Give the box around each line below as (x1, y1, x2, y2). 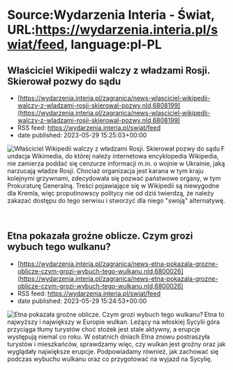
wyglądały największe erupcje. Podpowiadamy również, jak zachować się (7, 347, 219, 355)
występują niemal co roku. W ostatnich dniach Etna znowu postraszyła (7, 332, 211, 341)
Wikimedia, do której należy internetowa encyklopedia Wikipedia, (31, 152, 219, 160)
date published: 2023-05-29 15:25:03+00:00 (17, 131, 147, 139)
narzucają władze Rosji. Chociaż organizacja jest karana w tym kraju (7, 167, 204, 175)
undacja (7, 152, 31, 160)
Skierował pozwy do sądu (7, 75, 121, 87)
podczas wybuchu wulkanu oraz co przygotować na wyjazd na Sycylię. (7, 355, 213, 363)
